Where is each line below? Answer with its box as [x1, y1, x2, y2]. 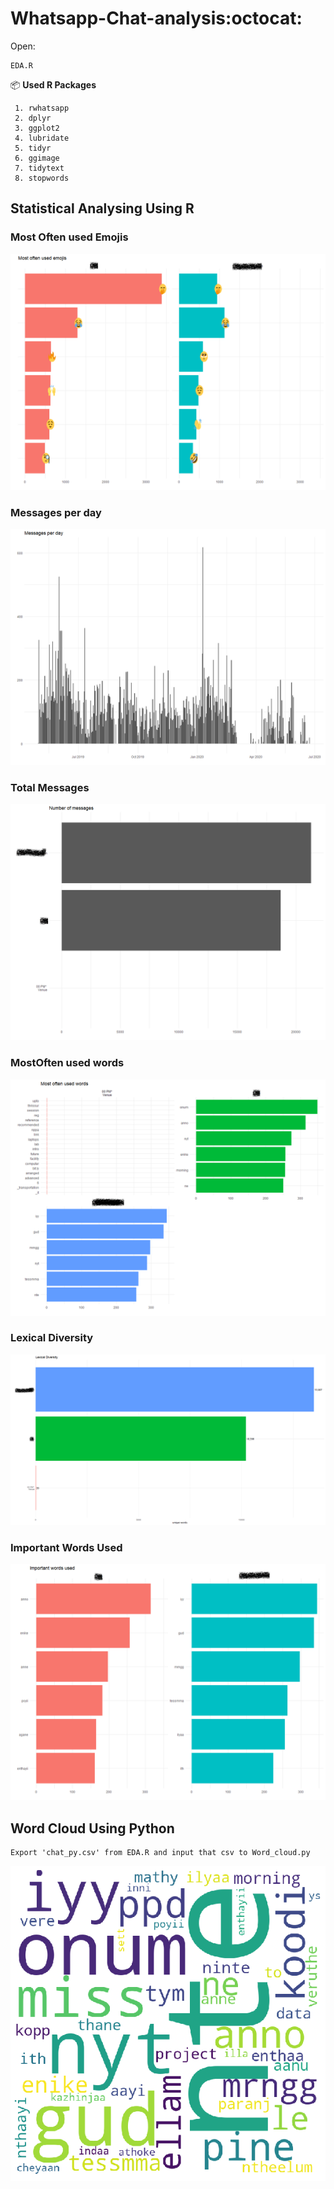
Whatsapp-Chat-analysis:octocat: [10, 7, 303, 30]
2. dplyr [14, 113, 52, 123]
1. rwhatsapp [14, 103, 70, 113]
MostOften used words [10, 1056, 125, 1070]
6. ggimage [14, 153, 60, 163]
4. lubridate [14, 133, 70, 143]
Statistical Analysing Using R [10, 200, 195, 217]
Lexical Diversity [10, 1331, 94, 1345]
